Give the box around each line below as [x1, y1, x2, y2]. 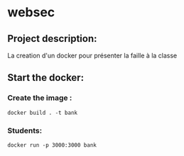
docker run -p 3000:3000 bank [7, 141, 97, 149]
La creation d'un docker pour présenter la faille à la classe [7, 51, 178, 60]
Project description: [7, 33, 97, 45]
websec [7, 4, 55, 21]
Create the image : [7, 93, 72, 103]
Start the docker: [7, 72, 84, 84]
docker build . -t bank [7, 109, 78, 116]
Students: [7, 126, 43, 135]
